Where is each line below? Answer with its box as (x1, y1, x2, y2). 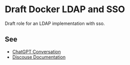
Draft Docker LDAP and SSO (5, 4, 125, 15)
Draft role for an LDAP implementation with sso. (5, 20, 105, 26)
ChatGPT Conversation (12, 48, 61, 54)
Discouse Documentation (12, 54, 66, 60)
